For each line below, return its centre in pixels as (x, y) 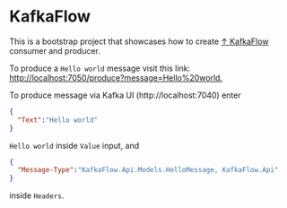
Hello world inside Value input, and (74, 145)
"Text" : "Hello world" (58, 120)
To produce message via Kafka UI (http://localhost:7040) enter (125, 95)
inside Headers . (37, 195)
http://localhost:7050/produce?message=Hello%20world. (116, 77)
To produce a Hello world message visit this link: (100, 68)
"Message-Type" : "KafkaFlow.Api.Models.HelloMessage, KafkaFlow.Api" (148, 170)
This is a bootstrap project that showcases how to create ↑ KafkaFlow (139, 41)
